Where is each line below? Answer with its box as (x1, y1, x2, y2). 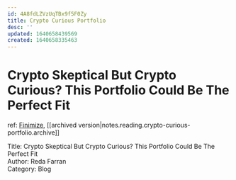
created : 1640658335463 (7, 37, 78, 44)
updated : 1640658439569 (7, 30, 78, 38)
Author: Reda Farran (7, 157, 67, 166)
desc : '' (7, 23, 33, 30)
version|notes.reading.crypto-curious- (78, 121, 191, 130)
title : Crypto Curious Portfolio (7, 17, 106, 24)
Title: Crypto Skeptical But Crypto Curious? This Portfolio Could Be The (7, 142, 215, 151)
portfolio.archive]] (7, 128, 60, 137)
